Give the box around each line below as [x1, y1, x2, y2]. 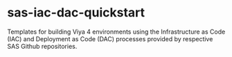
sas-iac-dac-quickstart [7, 5, 145, 21]
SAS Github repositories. [7, 42, 78, 50]
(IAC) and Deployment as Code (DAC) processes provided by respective [7, 34, 213, 43]
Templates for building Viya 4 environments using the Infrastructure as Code [7, 27, 226, 36]
